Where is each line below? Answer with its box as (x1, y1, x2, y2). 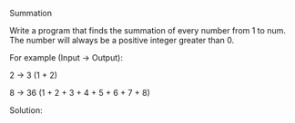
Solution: (9, 105, 43, 116)
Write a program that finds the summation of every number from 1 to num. (9, 25, 287, 35)
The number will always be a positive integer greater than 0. (9, 35, 235, 45)
